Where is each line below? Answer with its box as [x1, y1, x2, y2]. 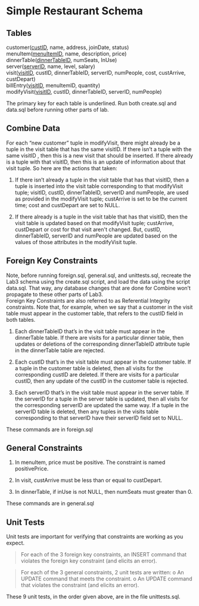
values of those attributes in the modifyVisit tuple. [14, 238, 138, 245]
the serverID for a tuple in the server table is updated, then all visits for [14, 395, 189, 402]
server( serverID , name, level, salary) [6, 63, 95, 70]
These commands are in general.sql [6, 500, 94, 507]
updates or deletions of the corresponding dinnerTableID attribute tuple [14, 340, 190, 347]
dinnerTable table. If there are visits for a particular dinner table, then [14, 334, 184, 341]
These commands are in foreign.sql [6, 426, 94, 433]
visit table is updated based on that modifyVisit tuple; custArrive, [14, 219, 174, 226]
